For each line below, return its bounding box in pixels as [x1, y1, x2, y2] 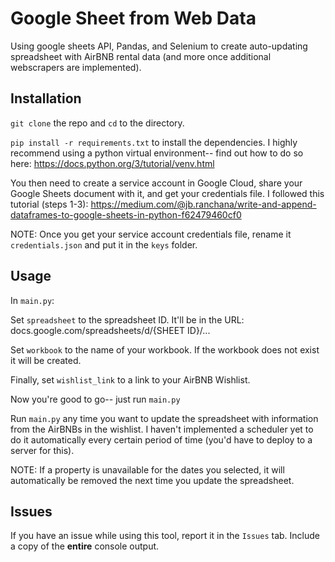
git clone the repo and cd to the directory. [10, 117, 185, 129]
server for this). [10, 444, 75, 456]
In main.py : [10, 294, 55, 306]
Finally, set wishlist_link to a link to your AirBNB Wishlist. [10, 373, 251, 386]
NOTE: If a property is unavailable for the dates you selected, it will [10, 463, 285, 476]
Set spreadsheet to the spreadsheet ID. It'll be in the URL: [10, 313, 245, 326]
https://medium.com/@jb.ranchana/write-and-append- [90, 198, 317, 210]
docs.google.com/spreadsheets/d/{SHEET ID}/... [10, 324, 211, 336]
